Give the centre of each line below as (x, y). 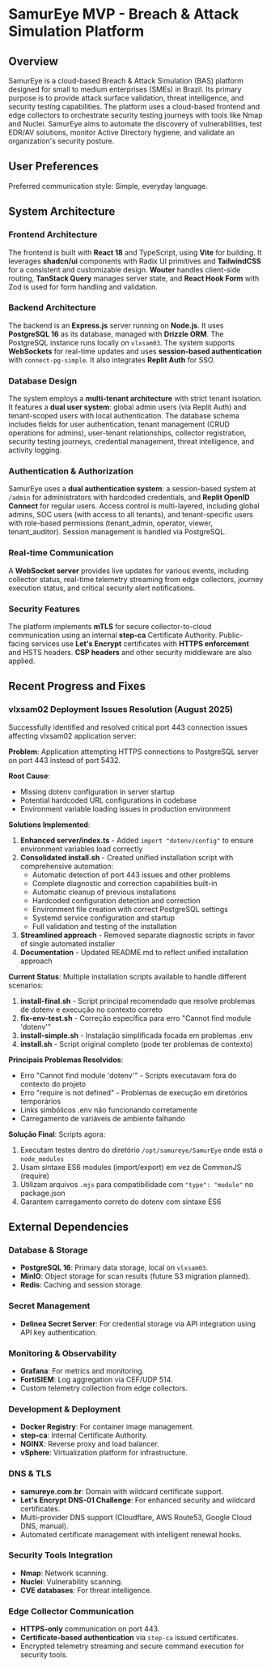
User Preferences (53, 167)
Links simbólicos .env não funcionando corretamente (109, 1110)
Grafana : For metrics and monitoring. (82, 1370)
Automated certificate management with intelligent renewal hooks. (131, 1534)
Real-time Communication (61, 553)
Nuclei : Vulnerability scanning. (71, 1581)
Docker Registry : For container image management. (107, 1427)
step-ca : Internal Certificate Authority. (84, 1435)
